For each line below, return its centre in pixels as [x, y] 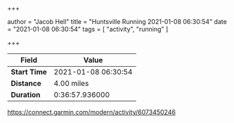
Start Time [29, 72]
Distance [26, 83]
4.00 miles [71, 83]
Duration [26, 95]
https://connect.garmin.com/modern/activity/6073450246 [91, 112]
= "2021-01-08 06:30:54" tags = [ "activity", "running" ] [88, 29]
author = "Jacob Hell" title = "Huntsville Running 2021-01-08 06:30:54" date [117, 21]
